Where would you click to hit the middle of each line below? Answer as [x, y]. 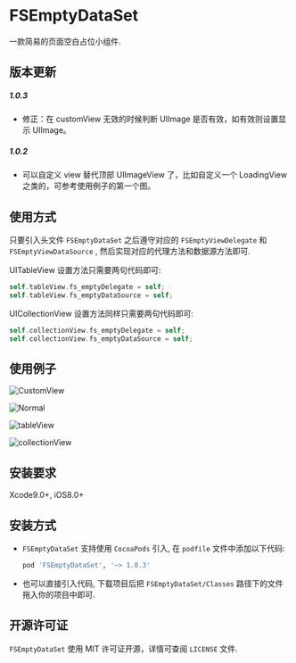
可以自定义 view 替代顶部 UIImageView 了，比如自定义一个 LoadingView [155, 175]
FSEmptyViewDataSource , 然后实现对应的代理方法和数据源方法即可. [130, 252]
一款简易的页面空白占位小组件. [66, 41]
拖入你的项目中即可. [58, 594]
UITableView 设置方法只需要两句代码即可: [85, 270]
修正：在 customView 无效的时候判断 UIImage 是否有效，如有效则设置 [150, 119]
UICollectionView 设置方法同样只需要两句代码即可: [102, 313]
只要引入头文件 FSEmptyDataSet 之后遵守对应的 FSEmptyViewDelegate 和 [138, 240]
